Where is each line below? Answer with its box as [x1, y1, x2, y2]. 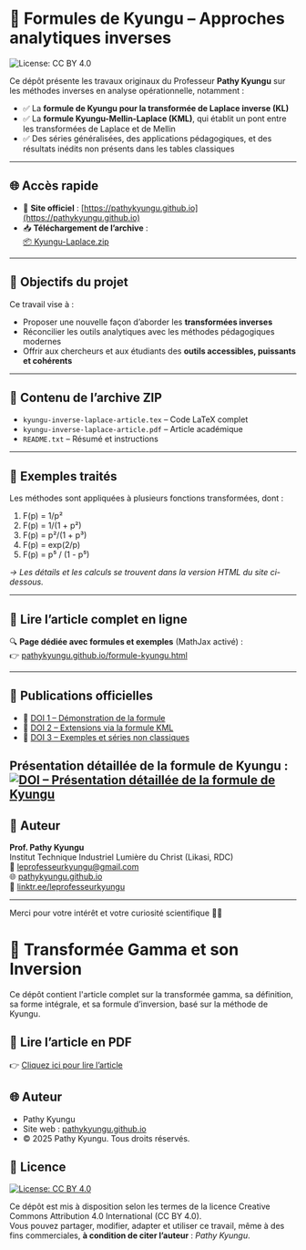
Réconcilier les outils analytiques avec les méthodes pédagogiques [22, 325, 275, 336]
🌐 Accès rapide [9, 178, 99, 194]
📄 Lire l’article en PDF [9, 1035, 132, 1050]
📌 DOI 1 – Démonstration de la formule [22, 712, 166, 723]
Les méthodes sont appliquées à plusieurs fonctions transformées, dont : [9, 492, 284, 504]
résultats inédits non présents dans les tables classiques [22, 143, 235, 154]
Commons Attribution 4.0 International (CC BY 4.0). [9, 1211, 202, 1222]
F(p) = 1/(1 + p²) [22, 520, 82, 532]
